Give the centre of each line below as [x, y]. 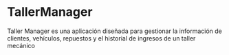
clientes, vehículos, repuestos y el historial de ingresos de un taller [101, 38]
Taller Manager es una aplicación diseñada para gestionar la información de [115, 31]
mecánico [21, 45]
